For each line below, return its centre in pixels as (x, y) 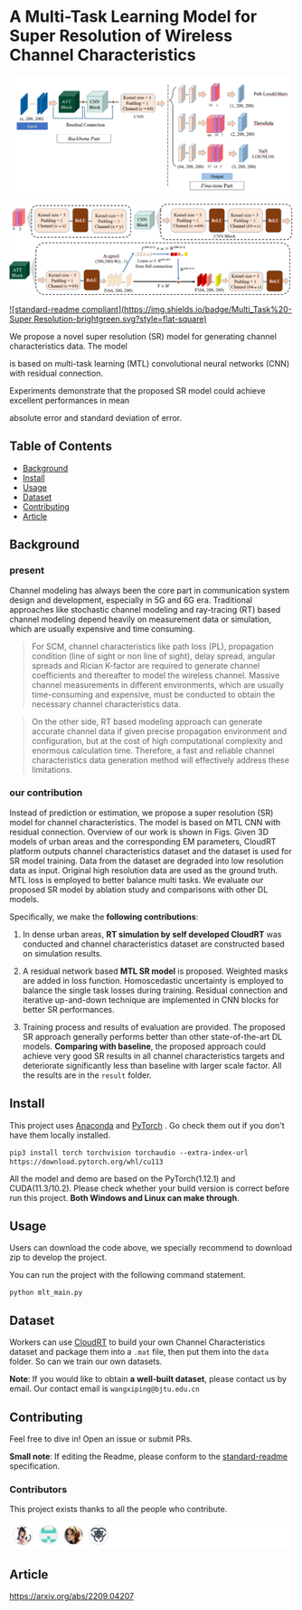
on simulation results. (62, 953)
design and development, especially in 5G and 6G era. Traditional (131, 600)
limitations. (52, 769)
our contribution (46, 793)
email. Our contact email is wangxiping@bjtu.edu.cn (105, 1389)
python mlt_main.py (46, 1293)
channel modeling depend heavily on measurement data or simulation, (140, 619)
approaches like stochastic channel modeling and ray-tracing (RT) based (145, 609)
